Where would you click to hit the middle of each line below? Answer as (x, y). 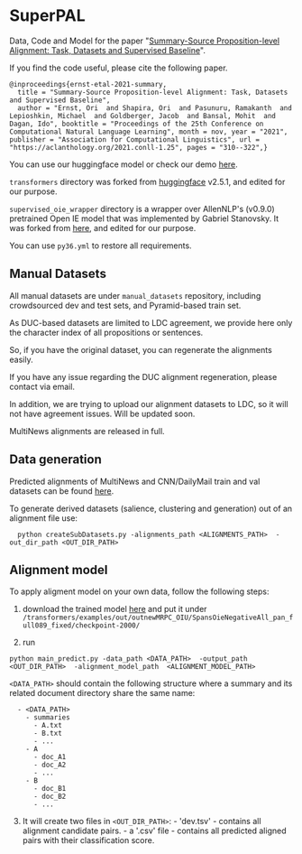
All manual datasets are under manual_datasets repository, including (135, 295)
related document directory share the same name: (102, 693)
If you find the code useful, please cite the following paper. (119, 68)
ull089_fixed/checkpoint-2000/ (81, 626)
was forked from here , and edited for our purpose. (103, 227)
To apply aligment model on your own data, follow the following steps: (139, 591)
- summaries (48, 718)
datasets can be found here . (62, 491)
